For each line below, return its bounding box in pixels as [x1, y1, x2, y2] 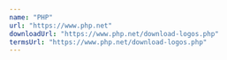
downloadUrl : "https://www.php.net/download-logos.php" [9, 29, 219, 38]
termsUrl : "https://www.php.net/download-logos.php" [9, 37, 208, 47]
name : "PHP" [9, 12, 53, 22]
